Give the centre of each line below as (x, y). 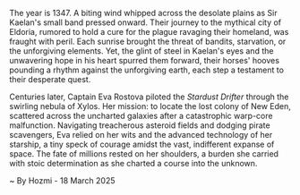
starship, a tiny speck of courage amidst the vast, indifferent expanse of (142, 144)
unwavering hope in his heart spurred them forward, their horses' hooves (145, 60)
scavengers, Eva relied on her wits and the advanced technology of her (141, 135)
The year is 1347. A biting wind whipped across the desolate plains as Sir (143, 13)
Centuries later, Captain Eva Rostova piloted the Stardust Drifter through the (149, 97)
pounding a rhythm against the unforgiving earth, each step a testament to (147, 70)
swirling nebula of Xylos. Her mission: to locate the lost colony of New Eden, (150, 106)
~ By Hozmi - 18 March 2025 (62, 181)
